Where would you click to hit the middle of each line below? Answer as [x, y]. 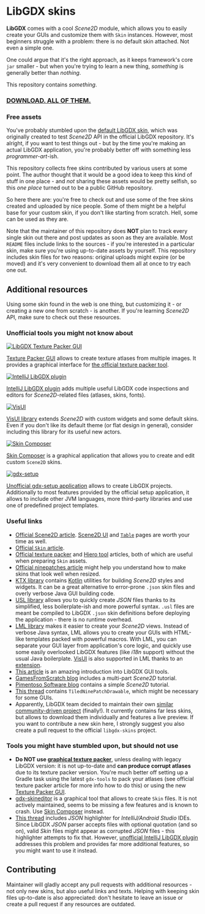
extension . [28, 665]
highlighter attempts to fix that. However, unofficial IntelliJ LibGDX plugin [106, 837]
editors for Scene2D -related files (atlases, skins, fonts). [76, 395]
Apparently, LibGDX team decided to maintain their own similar [94, 704]
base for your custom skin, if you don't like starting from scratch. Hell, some [102, 213]
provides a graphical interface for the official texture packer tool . [88, 365]
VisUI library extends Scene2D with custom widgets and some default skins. [102, 419]
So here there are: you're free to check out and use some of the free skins [100, 200]
